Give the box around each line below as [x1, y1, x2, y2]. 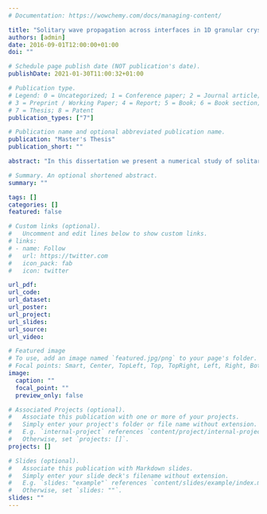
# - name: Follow [8, 244, 66, 253]
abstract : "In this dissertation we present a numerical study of [8, 157, 233, 165]
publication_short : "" [8, 143, 83, 151]
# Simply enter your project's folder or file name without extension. [8, 420, 258, 429]
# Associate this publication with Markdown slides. [8, 464, 194, 473]
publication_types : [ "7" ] [8, 114, 94, 122]
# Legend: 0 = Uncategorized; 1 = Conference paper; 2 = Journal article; [8, 91, 261, 99]
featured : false [8, 208, 62, 216]
